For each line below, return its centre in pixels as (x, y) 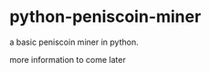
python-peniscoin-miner (105, 17)
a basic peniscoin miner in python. (74, 42)
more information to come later (68, 59)
